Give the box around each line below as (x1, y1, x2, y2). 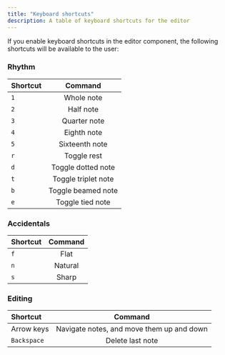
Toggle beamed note (49, 185, 118, 195)
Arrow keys (11, 324, 49, 334)
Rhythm (7, 62, 36, 72)
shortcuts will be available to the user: (7, 44, 119, 53)
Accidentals (7, 219, 50, 229)
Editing (7, 294, 33, 304)
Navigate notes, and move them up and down (56, 324, 209, 334)
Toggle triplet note (52, 174, 114, 184)
